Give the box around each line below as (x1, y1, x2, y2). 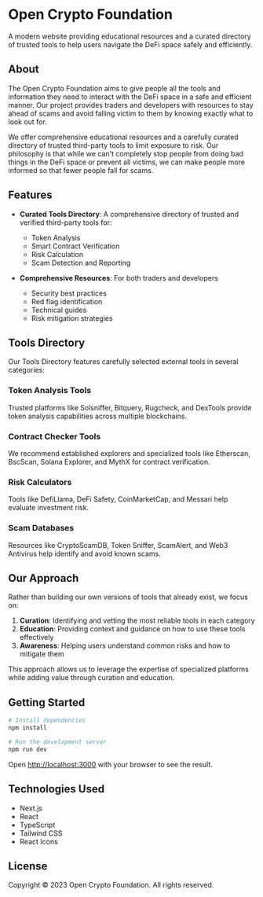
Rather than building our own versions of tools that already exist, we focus (8, 592, 249, 602)
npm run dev (8, 745, 47, 753)
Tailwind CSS (19, 828, 63, 838)
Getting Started (8, 696, 86, 709)
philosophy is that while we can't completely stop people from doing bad (8, 149, 243, 158)
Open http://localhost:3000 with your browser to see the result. (8, 759, 214, 769)
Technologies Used (8, 782, 104, 796)
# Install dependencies (8, 717, 86, 725)
